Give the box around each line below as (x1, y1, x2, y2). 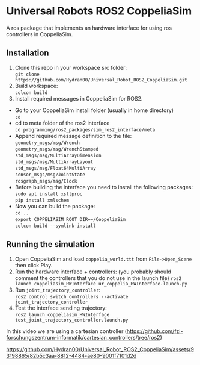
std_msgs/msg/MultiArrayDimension (14, 152, 102, 158)
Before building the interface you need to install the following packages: (14, 183, 193, 190)
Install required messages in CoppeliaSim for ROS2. (14, 95, 143, 102)
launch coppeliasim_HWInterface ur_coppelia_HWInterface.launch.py (14, 281, 187, 287)
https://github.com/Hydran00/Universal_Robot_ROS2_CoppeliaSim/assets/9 (6, 345, 194, 353)
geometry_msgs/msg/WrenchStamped (14, 146, 99, 152)
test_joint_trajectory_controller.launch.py (14, 317, 129, 323)
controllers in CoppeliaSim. (6, 30, 73, 37)
